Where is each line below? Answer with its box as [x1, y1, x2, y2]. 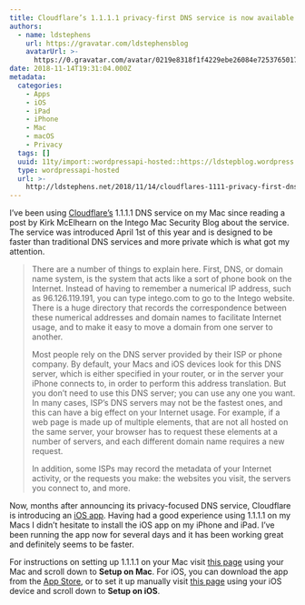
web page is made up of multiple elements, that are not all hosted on [31, 417, 289, 428]
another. [31, 331, 64, 342]
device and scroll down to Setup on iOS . [9, 586, 161, 597]
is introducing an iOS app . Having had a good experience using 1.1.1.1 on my [9, 510, 291, 521]
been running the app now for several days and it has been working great [9, 529, 284, 540]
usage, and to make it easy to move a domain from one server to [31, 322, 274, 333]
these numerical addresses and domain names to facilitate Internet [31, 312, 282, 323]
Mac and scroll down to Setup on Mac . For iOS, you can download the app [9, 566, 289, 578]
